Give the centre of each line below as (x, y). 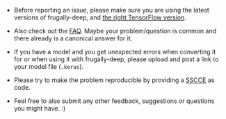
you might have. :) (40, 108)
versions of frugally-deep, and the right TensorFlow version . (100, 17)
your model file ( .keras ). (49, 66)
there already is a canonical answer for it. (73, 38)
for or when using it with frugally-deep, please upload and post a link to (116, 59)
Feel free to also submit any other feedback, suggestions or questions (114, 101)
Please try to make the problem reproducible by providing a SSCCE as (114, 80)
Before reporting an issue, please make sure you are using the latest (112, 10)
